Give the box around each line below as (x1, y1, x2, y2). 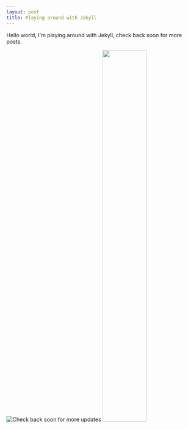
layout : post (6, 9, 40, 15)
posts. (6, 38, 23, 45)
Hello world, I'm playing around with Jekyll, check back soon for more (6, 31, 182, 38)
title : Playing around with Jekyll (6, 15, 97, 21)
